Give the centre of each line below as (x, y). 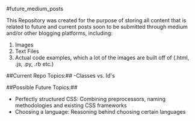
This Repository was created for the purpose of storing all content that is (96, 20)
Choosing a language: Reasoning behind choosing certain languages (100, 112)
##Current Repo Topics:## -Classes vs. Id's (61, 76)
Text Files (27, 51)
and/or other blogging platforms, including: (60, 33)
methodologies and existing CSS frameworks (71, 105)
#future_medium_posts (35, 9)
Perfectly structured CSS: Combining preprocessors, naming (90, 99)
